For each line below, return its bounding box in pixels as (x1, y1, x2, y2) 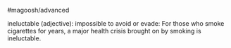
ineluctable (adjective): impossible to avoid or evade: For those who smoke (7, 19, 225, 27)
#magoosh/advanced (7, 6, 70, 14)
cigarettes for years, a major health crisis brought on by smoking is (7, 27, 202, 35)
